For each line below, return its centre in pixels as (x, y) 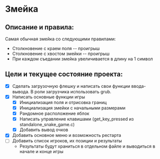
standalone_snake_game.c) (47, 125)
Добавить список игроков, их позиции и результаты (67, 141)
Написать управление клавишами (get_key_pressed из (77, 119)
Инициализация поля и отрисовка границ (63, 102)
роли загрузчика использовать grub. (73, 91)
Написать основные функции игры (49, 97)
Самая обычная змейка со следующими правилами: (61, 39)
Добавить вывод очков (44, 130)
